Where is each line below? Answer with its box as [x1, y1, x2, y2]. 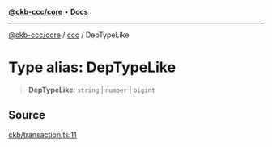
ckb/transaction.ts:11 [8, 129, 77, 140]
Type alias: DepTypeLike [8, 58, 176, 77]
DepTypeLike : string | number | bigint [28, 85, 155, 94]
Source [8, 108, 46, 122]
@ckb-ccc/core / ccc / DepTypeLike [8, 30, 130, 40]
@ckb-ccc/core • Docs [8, 7, 89, 16]
